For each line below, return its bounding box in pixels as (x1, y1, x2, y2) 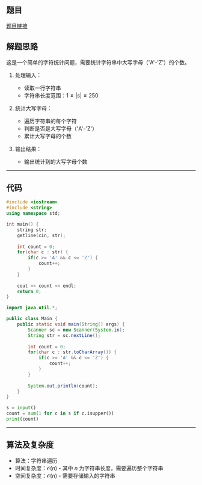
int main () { (6, 221, 39, 227)
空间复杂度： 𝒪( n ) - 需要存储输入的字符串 (14, 472, 115, 479)
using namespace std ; (6, 211, 61, 217)
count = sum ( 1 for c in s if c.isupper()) (6, 410, 114, 416)
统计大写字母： (14, 104, 52, 112)
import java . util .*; (6, 305, 58, 311)
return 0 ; (17, 288, 42, 294)
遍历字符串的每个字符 (23, 117, 77, 125)
